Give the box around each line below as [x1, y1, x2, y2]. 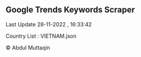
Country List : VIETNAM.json [5, 32, 77, 40]
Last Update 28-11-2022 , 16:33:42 [5, 20, 92, 28]
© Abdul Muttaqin [5, 44, 51, 51]
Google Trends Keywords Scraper [5, 5, 135, 15]
